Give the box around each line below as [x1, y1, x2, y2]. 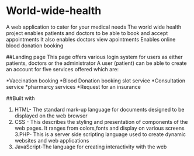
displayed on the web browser [14, 112, 88, 119]
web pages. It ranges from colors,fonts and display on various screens [14, 124, 185, 131]
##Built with [6, 95, 35, 102]
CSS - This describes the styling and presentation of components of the [14, 118, 188, 125]
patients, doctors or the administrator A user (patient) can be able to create [6, 60, 187, 67]
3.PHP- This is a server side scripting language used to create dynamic [14, 130, 186, 138]
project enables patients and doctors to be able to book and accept [6, 29, 168, 36]
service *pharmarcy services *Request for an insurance [6, 83, 141, 90]
